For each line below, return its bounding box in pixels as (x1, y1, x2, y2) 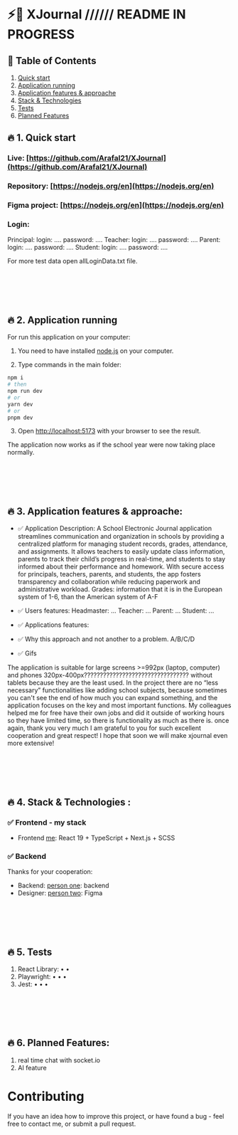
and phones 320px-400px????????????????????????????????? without (7, 671, 213, 680)
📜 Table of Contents (7, 55, 97, 67)
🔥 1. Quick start (7, 132, 76, 144)
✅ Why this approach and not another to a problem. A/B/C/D (17, 635, 195, 643)
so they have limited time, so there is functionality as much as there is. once (7, 717, 229, 725)
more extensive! (7, 739, 55, 748)
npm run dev (7, 388, 43, 395)
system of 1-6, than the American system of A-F (17, 593, 158, 601)
